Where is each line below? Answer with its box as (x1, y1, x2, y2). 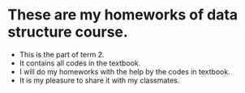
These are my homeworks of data (7, 6, 239, 24)
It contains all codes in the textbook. (19, 58, 141, 68)
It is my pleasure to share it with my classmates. (19, 75, 180, 85)
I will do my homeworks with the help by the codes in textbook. (19, 66, 230, 76)
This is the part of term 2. (19, 49, 105, 59)
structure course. (7, 23, 129, 41)
